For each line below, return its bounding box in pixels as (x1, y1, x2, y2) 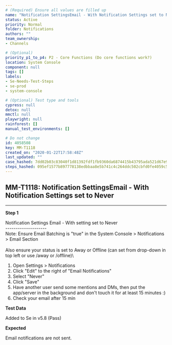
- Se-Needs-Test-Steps (5, 79, 54, 84)
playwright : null (5, 117, 42, 122)
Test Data (5, 305, 27, 311)
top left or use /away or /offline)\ (5, 252, 74, 258)
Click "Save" (12, 278, 39, 285)
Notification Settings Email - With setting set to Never (5, 219, 118, 226)
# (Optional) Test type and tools (5, 98, 79, 103)
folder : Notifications (5, 27, 54, 32)
